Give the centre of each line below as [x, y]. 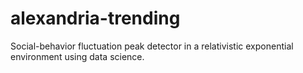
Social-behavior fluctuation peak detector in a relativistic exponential [152, 46]
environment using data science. [77, 56]
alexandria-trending [95, 18]
